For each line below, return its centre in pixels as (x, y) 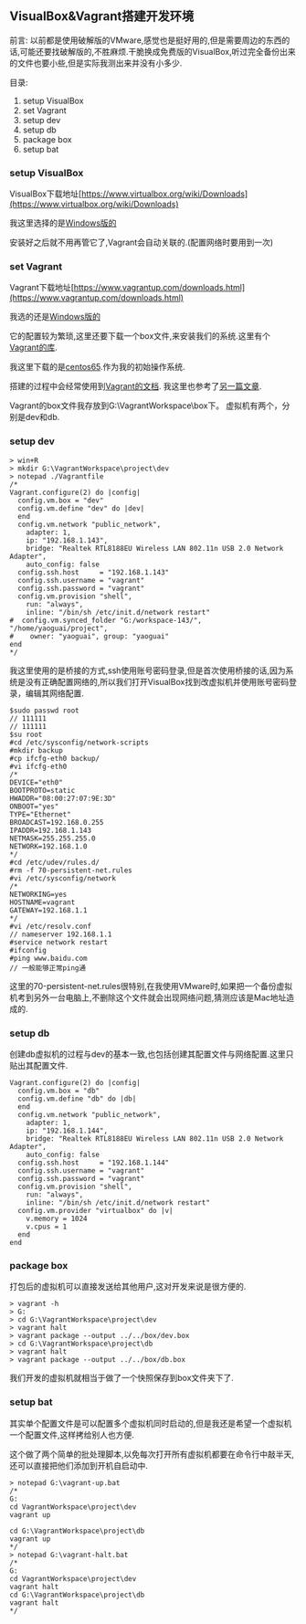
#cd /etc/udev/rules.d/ (55, 862)
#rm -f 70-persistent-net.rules (71, 870)
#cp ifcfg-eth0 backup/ (55, 758)
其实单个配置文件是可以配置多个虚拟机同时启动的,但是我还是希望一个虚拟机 (151, 1423)
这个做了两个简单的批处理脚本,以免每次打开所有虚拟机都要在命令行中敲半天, (152, 1454)
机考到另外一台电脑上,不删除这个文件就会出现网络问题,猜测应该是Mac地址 (148, 997)
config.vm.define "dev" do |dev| (81, 508)
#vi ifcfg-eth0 (38, 766)
